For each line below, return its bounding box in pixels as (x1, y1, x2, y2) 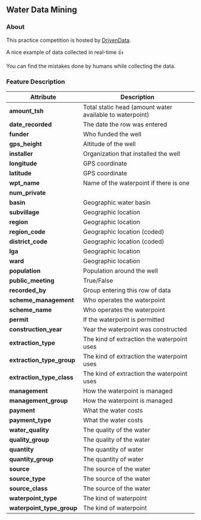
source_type (9, 474, 46, 483)
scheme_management (9, 295, 74, 304)
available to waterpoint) (83, 110, 150, 119)
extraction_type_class (9, 373, 74, 381)
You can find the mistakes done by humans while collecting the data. (6, 62, 176, 70)
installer (9, 150, 33, 158)
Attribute (30, 92, 57, 101)
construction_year (9, 325, 63, 333)
